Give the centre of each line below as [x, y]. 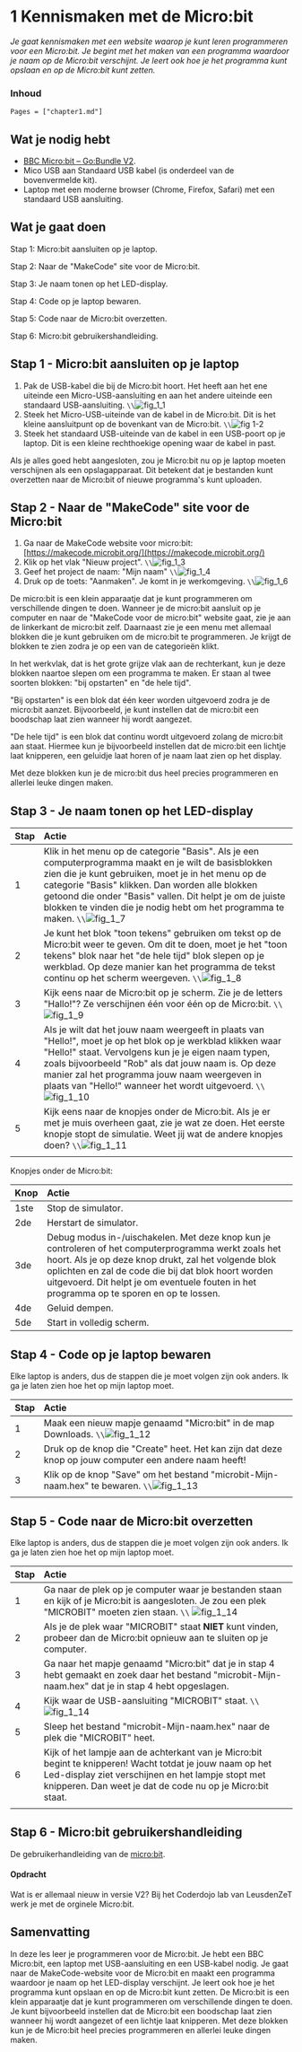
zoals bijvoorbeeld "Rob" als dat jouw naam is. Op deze [160, 1064]
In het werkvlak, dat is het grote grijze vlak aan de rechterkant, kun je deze [148, 664]
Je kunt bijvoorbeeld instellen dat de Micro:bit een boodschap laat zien [141, 2011]
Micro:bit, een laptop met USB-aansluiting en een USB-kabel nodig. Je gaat [150, 1963]
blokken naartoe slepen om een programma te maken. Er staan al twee [141, 673]
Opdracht [29, 1874]
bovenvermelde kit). [60, 180]
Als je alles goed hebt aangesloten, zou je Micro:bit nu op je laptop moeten [148, 460]
